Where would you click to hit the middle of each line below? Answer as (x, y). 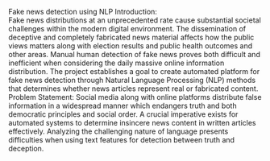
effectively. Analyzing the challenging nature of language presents (118, 131)
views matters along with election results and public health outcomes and (131, 46)
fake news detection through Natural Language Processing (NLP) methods (132, 80)
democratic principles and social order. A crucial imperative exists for (123, 114)
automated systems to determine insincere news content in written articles (132, 123)
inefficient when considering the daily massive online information (116, 63)
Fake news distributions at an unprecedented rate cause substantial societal (135, 20)
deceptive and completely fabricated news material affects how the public (131, 37)
